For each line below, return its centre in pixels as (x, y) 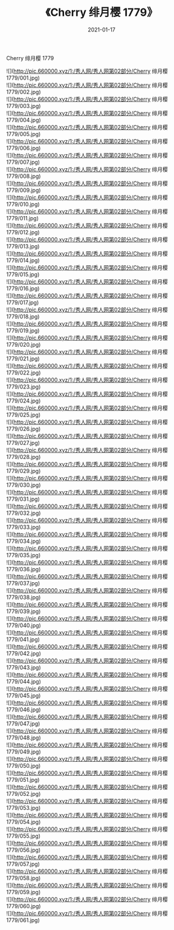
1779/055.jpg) (24, 836)
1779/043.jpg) (24, 667)
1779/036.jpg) (24, 569)
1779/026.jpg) (24, 429)
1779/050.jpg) (24, 765)
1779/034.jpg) (24, 541)
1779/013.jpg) (23, 246)
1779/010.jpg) (23, 204)
